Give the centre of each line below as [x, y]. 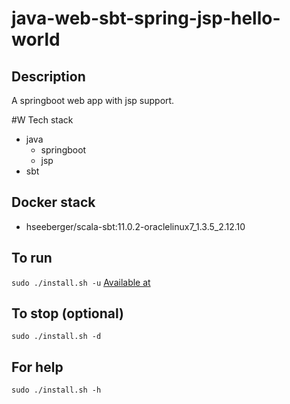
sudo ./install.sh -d [56, 337]
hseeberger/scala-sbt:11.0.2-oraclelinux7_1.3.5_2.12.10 [135, 226]
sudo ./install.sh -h [56, 390]
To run [32, 258]
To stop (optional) [67, 313]
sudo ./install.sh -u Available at [81, 282]
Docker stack [53, 202]
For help [37, 367]
